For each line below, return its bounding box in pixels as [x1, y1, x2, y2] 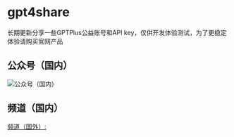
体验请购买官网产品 [7, 37, 63, 46]
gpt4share [7, 4, 70, 20]
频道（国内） [7, 103, 63, 115]
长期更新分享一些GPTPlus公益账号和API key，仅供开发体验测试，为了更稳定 [7, 28, 227, 37]
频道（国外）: [7, 122, 47, 131]
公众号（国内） [7, 60, 73, 72]
